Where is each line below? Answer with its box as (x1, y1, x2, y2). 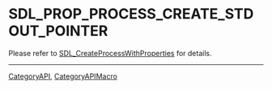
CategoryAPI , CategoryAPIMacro (8, 71, 117, 81)
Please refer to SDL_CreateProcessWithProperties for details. (8, 48, 212, 58)
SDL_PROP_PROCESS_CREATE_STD (8, 5, 254, 23)
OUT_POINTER (8, 22, 108, 40)
